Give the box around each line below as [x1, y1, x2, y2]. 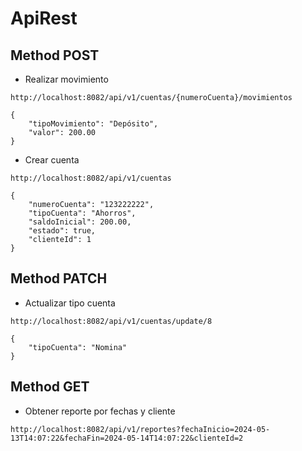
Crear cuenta [24, 154, 80, 166]
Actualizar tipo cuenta [24, 297, 116, 309]
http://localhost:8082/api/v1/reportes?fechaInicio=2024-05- [10, 424, 271, 434]
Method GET [10, 378, 90, 396]
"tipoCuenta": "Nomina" [28, 342, 128, 352]
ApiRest [10, 7, 78, 30]
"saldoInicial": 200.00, [28, 217, 132, 227]
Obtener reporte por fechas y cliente [24, 405, 176, 417]
